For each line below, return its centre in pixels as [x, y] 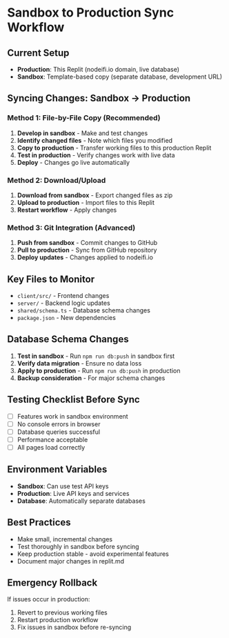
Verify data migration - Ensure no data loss [79, 363]
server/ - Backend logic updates [63, 303]
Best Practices [39, 522]
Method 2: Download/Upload [57, 180]
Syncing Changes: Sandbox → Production [99, 98]
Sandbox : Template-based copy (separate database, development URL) [120, 77]
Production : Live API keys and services [73, 493]
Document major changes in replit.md [70, 561]
